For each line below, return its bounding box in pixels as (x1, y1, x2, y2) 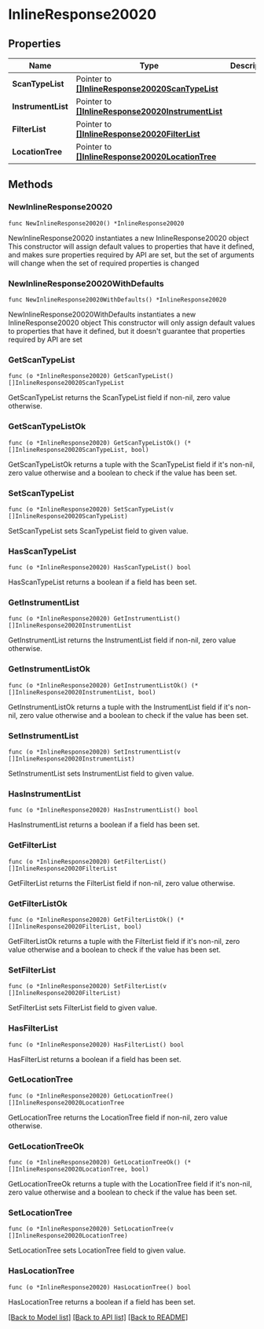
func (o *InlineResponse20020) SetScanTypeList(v (8, 505, 174, 513)
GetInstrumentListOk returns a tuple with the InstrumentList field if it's (8, 702, 234, 712)
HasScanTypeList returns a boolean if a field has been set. (8, 577, 197, 587)
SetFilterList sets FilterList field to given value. (8, 1003, 158, 1012)
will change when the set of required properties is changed (8, 258, 200, 268)
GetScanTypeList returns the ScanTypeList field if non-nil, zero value (8, 393, 230, 402)
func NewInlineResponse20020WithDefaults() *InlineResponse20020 (8, 295, 226, 304)
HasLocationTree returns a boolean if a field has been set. (8, 1297, 196, 1306)
